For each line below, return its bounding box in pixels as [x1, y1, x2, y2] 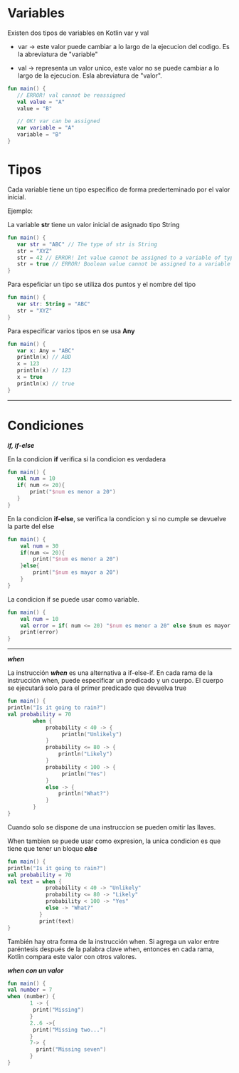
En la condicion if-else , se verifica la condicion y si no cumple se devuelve [7, 514, 226, 523]
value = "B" [16, 105, 53, 112]
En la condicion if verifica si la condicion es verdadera [7, 454, 166, 464]
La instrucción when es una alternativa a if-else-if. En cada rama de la [7, 669, 213, 677]
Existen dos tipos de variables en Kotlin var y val [7, 28, 149, 37]
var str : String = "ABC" [16, 300, 91, 308]
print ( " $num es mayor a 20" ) [33, 569, 119, 576]
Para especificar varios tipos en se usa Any [7, 326, 135, 335]
